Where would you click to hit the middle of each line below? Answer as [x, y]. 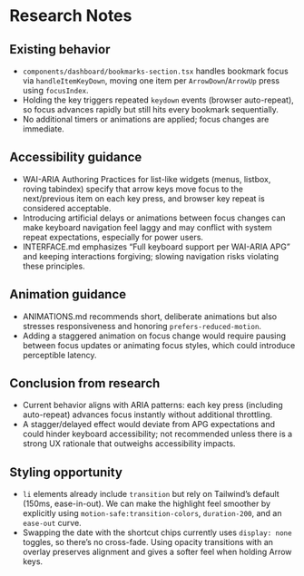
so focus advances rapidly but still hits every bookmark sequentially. [151, 109]
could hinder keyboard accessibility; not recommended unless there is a [157, 434]
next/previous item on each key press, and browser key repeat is [143, 198]
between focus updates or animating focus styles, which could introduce [159, 345]
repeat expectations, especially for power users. [113, 237]
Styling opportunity [66, 472]
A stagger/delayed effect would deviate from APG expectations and [148, 425]
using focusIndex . [55, 90]
